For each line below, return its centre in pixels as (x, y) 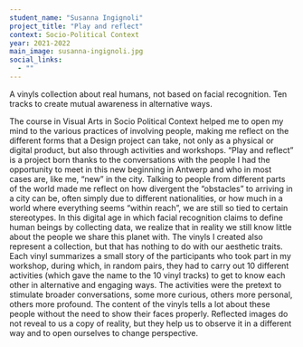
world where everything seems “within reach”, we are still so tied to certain (149, 207)
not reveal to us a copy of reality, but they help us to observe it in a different (151, 323)
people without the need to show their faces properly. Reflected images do (149, 313)
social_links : (36, 60)
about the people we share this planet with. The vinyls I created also (137, 236)
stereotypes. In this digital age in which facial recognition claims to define (146, 217)
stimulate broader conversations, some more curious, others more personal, (151, 294)
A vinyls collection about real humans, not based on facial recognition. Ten (148, 94)
